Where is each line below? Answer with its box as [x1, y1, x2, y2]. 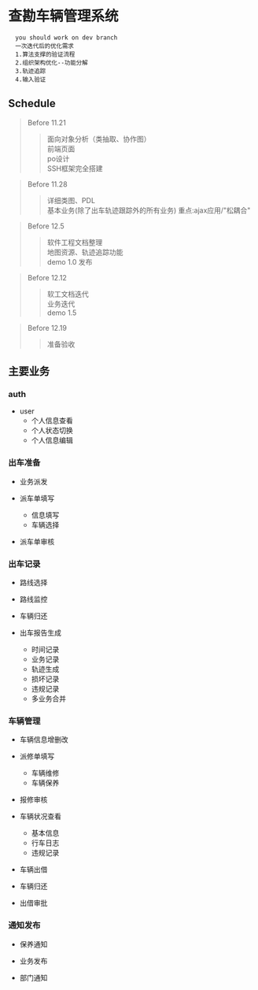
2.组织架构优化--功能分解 [15, 58, 88, 67]
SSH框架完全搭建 [46, 163, 103, 173]
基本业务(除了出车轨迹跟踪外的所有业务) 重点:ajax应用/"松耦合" [46, 206, 251, 215]
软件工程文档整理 [46, 237, 103, 247]
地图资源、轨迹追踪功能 [46, 247, 123, 257]
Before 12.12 [27, 273, 67, 282]
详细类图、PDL [46, 195, 96, 205]
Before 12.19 [27, 323, 67, 332]
